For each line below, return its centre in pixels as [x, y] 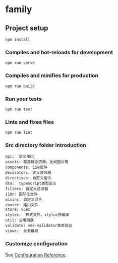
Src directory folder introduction [46, 145]
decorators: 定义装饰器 [28, 173]
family [19, 9]
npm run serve [20, 63]
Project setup [27, 28]
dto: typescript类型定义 [31, 183]
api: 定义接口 [20, 157]
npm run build [20, 86]
